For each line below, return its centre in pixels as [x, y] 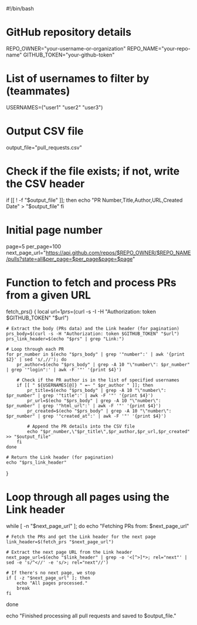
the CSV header [45, 184]
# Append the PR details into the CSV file [81, 426]
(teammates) [38, 91]
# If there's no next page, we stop [51, 573]
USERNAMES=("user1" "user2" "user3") [55, 107]
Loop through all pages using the [88, 497]
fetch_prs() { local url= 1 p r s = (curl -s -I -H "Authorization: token [81, 311]
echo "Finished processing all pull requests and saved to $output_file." [91, 616]
